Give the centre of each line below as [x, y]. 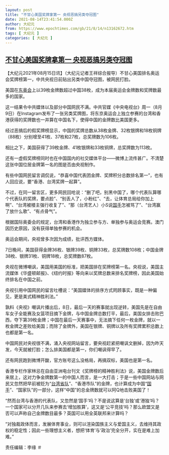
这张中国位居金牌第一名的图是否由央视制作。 [52, 164]
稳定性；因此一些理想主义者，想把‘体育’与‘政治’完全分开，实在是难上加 [87, 430]
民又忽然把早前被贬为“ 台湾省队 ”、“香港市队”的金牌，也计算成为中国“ [76, 383]
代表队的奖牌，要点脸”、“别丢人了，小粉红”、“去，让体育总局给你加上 [82, 198]
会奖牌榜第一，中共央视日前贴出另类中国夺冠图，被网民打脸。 [69, 79]
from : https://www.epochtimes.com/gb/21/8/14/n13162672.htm [70, 29]
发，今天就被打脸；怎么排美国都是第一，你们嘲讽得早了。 [65, 349]
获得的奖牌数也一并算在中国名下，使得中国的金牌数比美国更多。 [75, 120]
